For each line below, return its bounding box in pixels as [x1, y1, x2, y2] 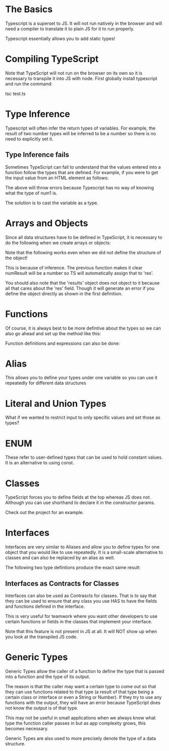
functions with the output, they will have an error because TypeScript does [5, 699, 160, 705]
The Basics [5, 4, 53, 15]
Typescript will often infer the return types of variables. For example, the [5, 125, 156, 131]
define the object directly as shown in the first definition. [5, 290, 123, 297]
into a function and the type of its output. [5, 674, 90, 680]
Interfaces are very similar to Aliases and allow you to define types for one [5, 544, 160, 550]
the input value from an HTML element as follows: [5, 175, 109, 181]
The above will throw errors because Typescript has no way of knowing [5, 184, 154, 190]
